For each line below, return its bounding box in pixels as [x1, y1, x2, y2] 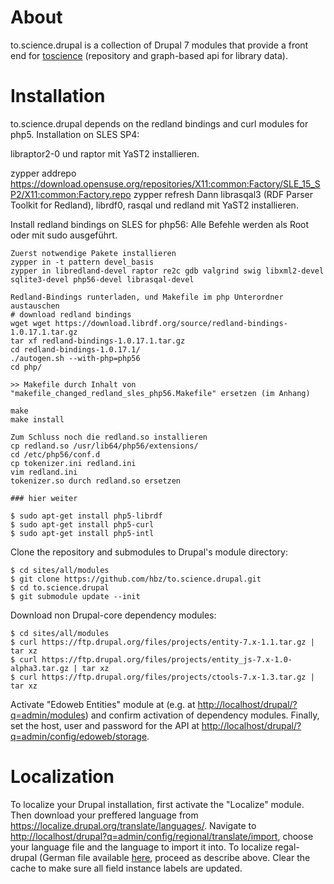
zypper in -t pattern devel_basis [10, 257, 155, 267]
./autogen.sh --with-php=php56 [10, 353, 141, 363]
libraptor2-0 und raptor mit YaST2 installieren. [10, 147, 200, 160]
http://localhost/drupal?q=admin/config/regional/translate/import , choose [10, 830, 314, 842]
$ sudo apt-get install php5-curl [10, 519, 155, 530]
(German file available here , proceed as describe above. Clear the [39, 851, 311, 863]
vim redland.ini [10, 467, 78, 477]
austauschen [10, 301, 60, 311]
